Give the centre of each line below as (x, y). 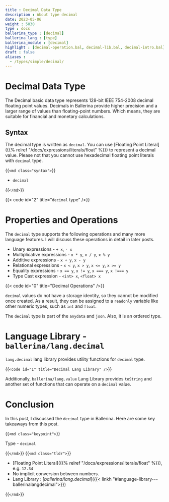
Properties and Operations (62, 220)
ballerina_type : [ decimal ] (35, 33)
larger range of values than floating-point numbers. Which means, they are (83, 111)
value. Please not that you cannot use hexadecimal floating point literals (80, 155)
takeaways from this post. (32, 424)
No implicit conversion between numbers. (56, 473)
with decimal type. (24, 160)
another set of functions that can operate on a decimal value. (68, 384)
